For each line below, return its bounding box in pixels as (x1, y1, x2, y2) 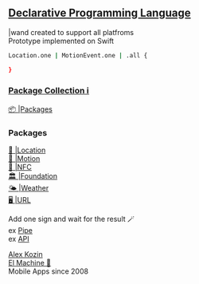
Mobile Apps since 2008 (8, 266, 89, 276)
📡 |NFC (8, 163, 32, 172)
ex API (8, 235, 29, 244)
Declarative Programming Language (8, 6, 191, 20)
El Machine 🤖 (8, 258, 52, 268)
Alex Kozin (8, 250, 43, 259)
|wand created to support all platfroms (8, 27, 134, 37)
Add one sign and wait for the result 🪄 (8, 215, 135, 224)
